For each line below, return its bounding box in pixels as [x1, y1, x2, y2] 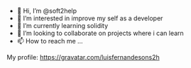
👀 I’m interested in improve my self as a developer [16, 14, 163, 22]
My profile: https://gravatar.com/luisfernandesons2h [6, 53, 160, 61]
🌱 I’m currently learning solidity [16, 22, 109, 29]
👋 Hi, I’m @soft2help [16, 7, 77, 15]
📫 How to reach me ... [16, 37, 83, 45]
